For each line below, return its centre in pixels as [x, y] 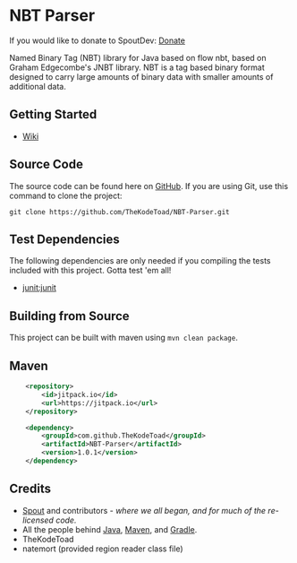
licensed [38, 520]
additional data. [38, 86]
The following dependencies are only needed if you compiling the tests [140, 261]
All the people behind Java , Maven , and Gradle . [110, 529]
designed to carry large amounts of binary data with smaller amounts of [141, 76]
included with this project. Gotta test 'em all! [90, 271]
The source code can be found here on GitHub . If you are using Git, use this [149, 186]
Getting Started [53, 114]
